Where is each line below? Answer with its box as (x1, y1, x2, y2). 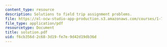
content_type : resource (5, 7, 55, 12)
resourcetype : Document (5, 25, 55, 30)
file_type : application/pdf (5, 21, 64, 26)
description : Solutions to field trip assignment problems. (5, 12, 133, 17)
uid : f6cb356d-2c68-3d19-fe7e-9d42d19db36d (5, 35, 97, 40)
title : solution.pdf (5, 30, 48, 35)
